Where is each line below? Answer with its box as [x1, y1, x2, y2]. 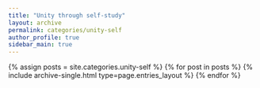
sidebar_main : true [8, 41, 73, 49]
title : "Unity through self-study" [8, 11, 126, 20]
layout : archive [8, 19, 62, 27]
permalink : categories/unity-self [8, 26, 123, 34]
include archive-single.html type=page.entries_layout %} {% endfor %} [8, 71, 241, 80]
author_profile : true [8, 33, 80, 42]
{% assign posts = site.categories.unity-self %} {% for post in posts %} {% [8, 62, 254, 71]
